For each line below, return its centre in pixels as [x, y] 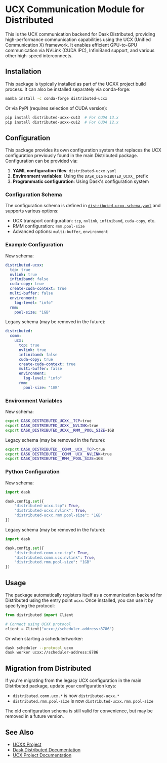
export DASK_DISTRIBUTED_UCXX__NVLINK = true [52, 426]
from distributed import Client [39, 615]
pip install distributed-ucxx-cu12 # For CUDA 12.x [62, 122]
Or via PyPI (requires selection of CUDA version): [56, 108]
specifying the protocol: [30, 605]
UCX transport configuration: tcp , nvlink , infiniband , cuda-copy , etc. [84, 221]
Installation [23, 72]
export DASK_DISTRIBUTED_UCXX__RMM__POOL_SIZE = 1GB [60, 430]
